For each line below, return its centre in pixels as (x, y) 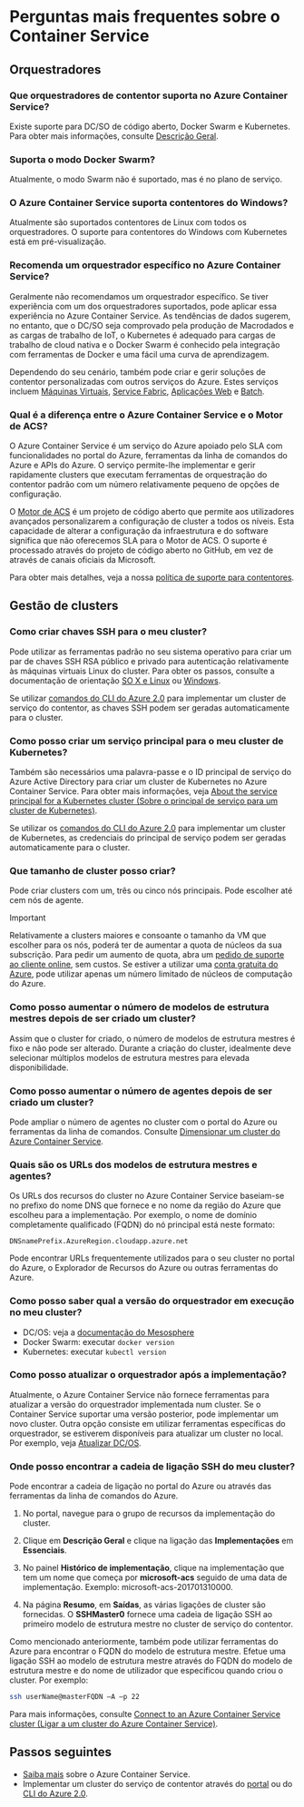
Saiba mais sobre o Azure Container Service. (106, 1774)
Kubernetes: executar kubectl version (94, 1351)
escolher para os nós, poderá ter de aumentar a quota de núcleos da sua (146, 945)
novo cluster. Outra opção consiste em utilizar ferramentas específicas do (147, 1423)
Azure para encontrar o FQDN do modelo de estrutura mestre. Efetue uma (147, 1651)
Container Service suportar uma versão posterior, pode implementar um (144, 1414)
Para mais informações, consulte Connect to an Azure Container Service (145, 1714)
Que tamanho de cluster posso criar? (93, 870)
